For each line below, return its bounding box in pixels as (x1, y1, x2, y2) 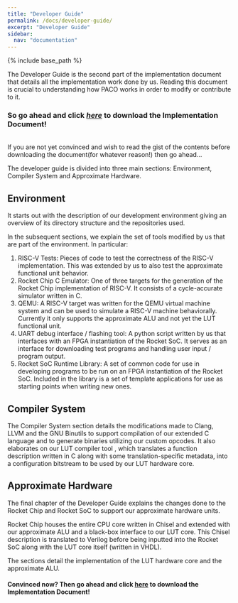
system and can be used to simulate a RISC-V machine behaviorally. (17, 307, 217, 315)
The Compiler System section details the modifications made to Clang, (7, 422, 214, 430)
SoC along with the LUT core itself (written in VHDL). (7, 543, 162, 551)
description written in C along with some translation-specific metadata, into (7, 452, 228, 460)
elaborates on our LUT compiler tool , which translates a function (7, 445, 198, 453)
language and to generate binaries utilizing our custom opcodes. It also (7, 437, 216, 445)
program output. (17, 352, 66, 361)
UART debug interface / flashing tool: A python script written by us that (17, 330, 226, 338)
